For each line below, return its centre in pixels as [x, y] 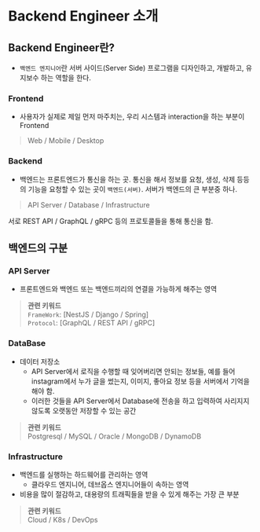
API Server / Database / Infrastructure [89, 204]
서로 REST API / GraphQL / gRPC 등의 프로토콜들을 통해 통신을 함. [111, 221]
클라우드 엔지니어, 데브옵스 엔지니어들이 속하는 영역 [110, 484]
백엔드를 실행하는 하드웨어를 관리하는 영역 [84, 474]
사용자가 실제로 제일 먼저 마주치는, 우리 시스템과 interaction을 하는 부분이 [132, 117]
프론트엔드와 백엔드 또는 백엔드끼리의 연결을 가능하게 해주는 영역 [118, 289]
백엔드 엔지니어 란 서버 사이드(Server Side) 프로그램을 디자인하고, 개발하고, [132, 68]
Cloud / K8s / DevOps [62, 519]
